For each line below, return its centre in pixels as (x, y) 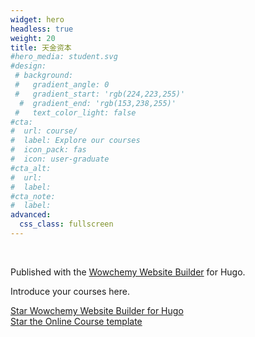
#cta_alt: (31, 168)
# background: (44, 76)
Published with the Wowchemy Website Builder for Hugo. (128, 272)
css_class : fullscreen (66, 224)
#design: (28, 66)
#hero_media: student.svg (64, 57)
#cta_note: (33, 196)
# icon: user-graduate (60, 159)
